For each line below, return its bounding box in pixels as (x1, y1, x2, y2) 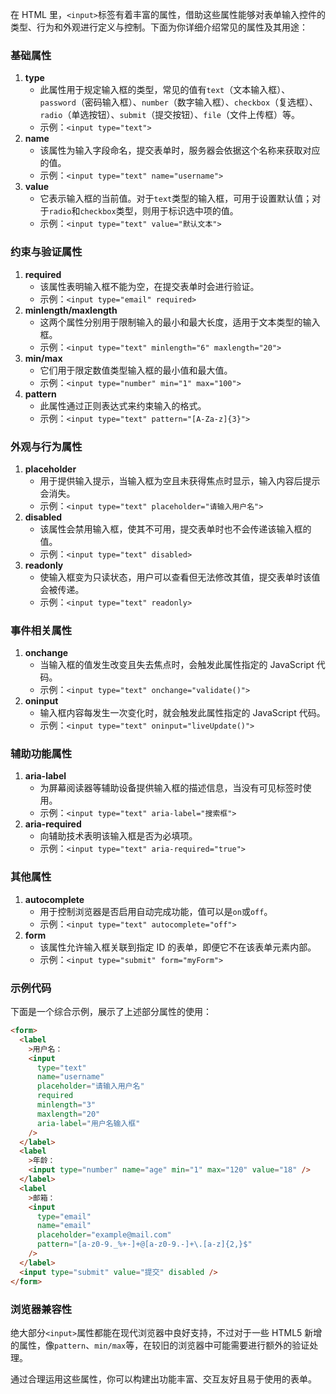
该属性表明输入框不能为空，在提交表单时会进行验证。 (39, 280, 260, 292)
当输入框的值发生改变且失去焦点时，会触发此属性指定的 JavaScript (39, 659, 315, 671)
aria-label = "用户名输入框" (36, 1118, 141, 1128)
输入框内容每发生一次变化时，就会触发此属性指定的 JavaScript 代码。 (39, 707, 326, 719)
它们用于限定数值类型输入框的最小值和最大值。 (39, 364, 233, 376)
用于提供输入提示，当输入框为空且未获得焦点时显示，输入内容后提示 (39, 474, 321, 487)
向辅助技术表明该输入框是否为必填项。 (39, 830, 198, 842)
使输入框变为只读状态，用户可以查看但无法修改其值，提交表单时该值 (39, 571, 321, 583)
